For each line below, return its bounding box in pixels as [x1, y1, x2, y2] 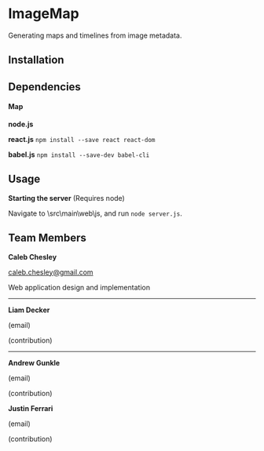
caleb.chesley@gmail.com [8, 267, 93, 277]
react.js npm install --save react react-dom [8, 134, 156, 144]
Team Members [8, 231, 86, 245]
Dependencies [8, 80, 81, 93]
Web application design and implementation [8, 282, 151, 292]
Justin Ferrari [8, 403, 53, 413]
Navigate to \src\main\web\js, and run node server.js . [8, 209, 182, 218]
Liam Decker [8, 305, 50, 315]
